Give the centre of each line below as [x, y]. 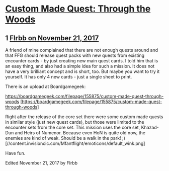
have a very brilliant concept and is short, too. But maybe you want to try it [82, 71]
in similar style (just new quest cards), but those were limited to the [75, 122]
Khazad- [150, 127]
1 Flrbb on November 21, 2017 [52, 38]
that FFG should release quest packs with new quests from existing [75, 55]
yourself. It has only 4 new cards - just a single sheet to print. [69, 77]
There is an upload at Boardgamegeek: [46, 87]
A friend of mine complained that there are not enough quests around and [82, 50]
